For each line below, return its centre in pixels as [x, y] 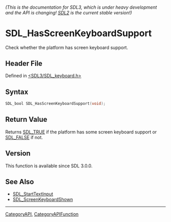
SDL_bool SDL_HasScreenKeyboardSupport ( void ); [55, 104]
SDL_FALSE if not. [24, 137]
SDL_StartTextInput [33, 194]
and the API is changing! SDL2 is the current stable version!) [69, 12]
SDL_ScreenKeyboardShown [43, 199]
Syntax [17, 92]
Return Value [26, 119]
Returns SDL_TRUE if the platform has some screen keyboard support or [81, 132]
